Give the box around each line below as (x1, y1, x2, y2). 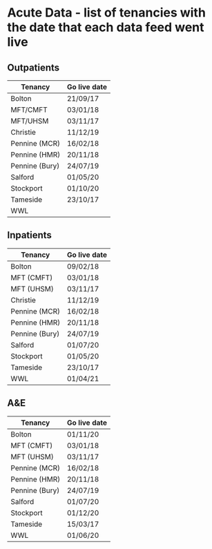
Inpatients (7, 229, 52, 241)
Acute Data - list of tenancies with (7, 5, 206, 21)
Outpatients (7, 61, 60, 73)
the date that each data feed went (7, 19, 205, 35)
